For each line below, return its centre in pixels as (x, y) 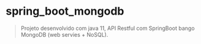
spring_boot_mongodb (65, 11)
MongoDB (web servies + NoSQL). (64, 34)
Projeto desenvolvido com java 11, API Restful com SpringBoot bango (108, 28)
